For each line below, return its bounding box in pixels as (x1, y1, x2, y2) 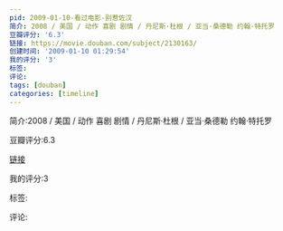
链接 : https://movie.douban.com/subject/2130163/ (9, 38, 197, 48)
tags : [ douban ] (9, 81, 67, 90)
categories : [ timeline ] (9, 89, 99, 98)
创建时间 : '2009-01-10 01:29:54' (9, 47, 130, 56)
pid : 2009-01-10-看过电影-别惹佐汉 (9, 13, 133, 23)
